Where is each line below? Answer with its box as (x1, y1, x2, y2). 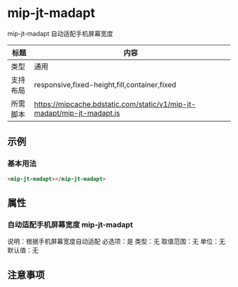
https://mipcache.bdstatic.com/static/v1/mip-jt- (34, 99, 196, 109)
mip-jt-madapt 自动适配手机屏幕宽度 (7, 29, 113, 38)
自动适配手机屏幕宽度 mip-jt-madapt (7, 220, 133, 230)
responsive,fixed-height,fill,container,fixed (34, 79, 177, 89)
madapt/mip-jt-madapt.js (34, 108, 120, 118)
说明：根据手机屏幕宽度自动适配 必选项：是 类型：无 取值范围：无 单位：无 (7, 237, 225, 246)
